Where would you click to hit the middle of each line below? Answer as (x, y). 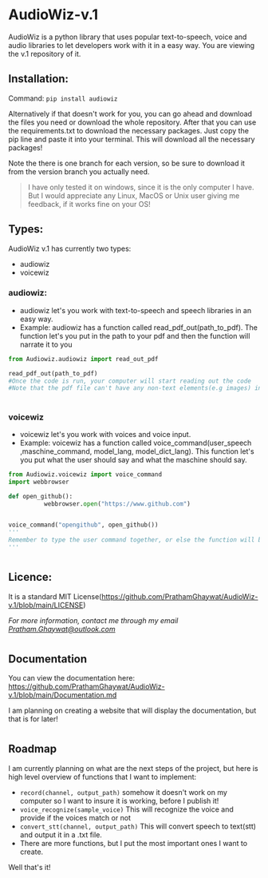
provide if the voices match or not (75, 817)
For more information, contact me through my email (93, 620)
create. (32, 852)
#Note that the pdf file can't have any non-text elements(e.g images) (130, 388)
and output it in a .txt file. (61, 834)
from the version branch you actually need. (79, 171)
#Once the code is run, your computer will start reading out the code (130, 381)
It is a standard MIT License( (55, 596)
